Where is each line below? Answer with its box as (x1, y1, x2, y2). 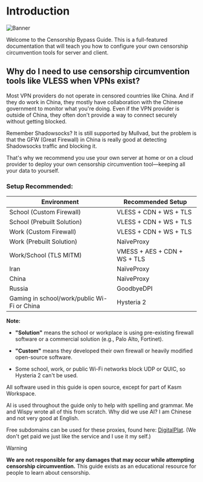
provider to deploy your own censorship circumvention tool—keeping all (6, 160, 185, 168)
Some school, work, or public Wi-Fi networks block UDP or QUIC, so (14, 365, 186, 373)
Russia (9, 285, 28, 293)
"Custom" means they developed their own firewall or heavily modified (14, 347, 193, 355)
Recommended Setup (123, 198, 187, 206)
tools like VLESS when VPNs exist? (6, 76, 140, 86)
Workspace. (6, 390, 36, 397)
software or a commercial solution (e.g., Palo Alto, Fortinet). (14, 335, 164, 343)
